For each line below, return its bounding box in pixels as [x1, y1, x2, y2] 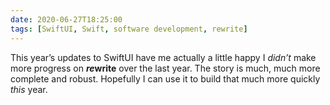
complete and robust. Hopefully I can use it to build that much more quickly [10, 72, 321, 85]
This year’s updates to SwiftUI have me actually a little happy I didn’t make [10, 51, 317, 63]
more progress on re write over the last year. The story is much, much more [10, 62, 321, 74]
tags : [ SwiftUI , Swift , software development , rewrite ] [10, 24, 248, 34]
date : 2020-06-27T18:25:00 [10, 14, 123, 25]
